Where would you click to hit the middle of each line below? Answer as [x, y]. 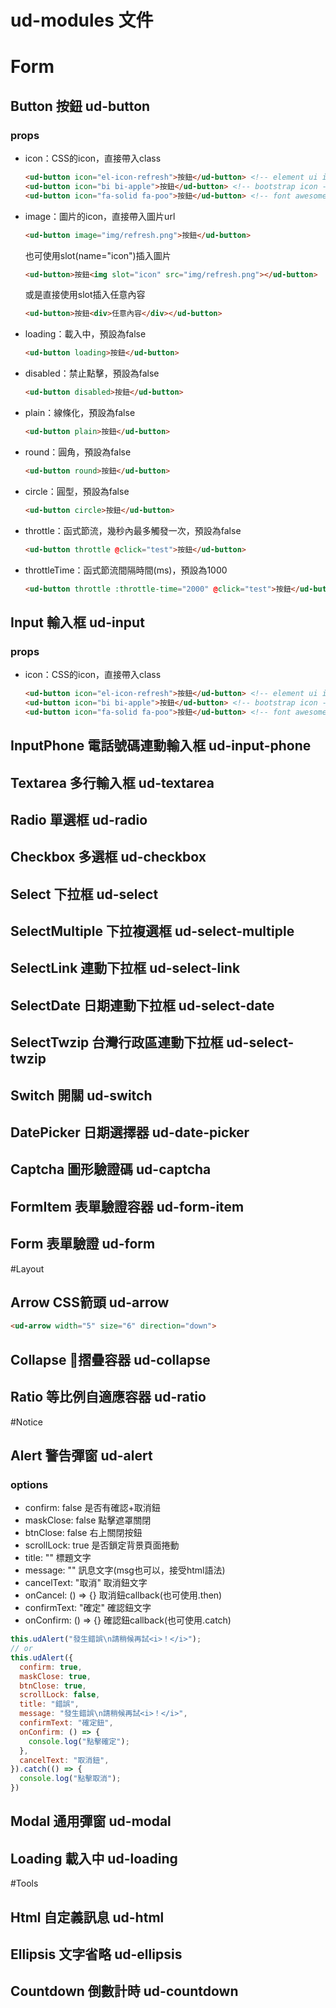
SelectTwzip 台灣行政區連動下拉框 [117, 1042]
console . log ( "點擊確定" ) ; [79, 1741]
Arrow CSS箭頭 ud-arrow [90, 1302]
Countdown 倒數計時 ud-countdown [124, 1991]
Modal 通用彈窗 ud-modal [91, 1821]
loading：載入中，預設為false [85, 334]
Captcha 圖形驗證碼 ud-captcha [111, 1169]
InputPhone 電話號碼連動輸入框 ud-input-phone [161, 746]
